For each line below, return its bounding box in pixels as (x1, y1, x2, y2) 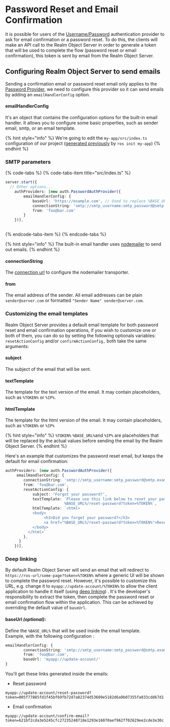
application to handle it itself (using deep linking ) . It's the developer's (5, 589, 151, 595)
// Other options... (10, 184, 53, 189)
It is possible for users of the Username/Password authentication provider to (5, 31, 165, 37)
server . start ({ (5, 180, 37, 185)
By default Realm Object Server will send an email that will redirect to (5, 567, 149, 573)
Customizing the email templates (5, 310, 89, 317)
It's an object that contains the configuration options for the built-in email (5, 114, 158, 120)
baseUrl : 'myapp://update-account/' (23, 657, 101, 662)
